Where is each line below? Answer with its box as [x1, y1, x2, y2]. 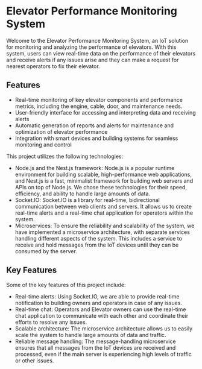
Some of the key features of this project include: [6, 281, 126, 288]
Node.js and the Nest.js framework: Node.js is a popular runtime [14, 164, 175, 171]
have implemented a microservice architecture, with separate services [14, 228, 190, 236]
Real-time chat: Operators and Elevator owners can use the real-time [14, 306, 186, 313]
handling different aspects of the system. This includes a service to [14, 235, 183, 242]
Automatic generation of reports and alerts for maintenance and [14, 122, 174, 129]
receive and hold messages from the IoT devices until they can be [14, 241, 179, 248]
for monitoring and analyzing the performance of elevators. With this [6, 43, 177, 51]
